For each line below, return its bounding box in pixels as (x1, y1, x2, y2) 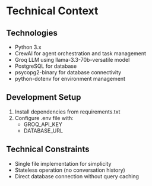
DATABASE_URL (23, 127, 64, 134)
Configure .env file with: (14, 114, 74, 121)
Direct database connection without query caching (14, 172, 140, 179)
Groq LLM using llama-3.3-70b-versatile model (14, 56, 130, 63)
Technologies (6, 28, 58, 38)
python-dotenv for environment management (14, 75, 126, 82)
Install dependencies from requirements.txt (14, 108, 121, 115)
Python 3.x (14, 43, 42, 51)
